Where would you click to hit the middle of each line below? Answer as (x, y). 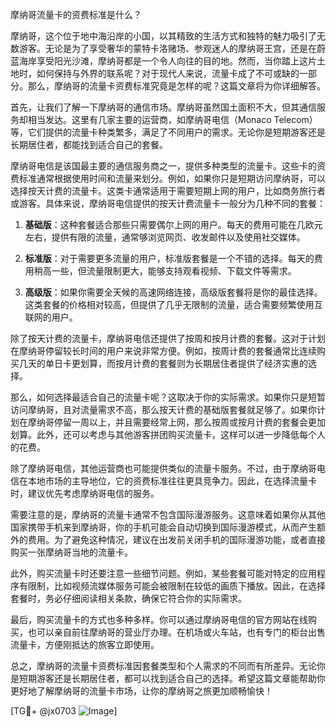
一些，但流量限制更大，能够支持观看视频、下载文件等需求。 (174, 271)
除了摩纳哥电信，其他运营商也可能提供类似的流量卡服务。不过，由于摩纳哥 (163, 468)
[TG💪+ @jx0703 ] (64, 711)
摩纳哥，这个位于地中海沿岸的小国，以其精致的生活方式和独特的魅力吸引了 (163, 36)
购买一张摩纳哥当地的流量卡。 (71, 552)
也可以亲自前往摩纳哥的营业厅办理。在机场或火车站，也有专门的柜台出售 (176, 632)
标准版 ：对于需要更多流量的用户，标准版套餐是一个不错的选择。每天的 (169, 258)
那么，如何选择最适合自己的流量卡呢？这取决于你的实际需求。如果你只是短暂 (168, 397)
